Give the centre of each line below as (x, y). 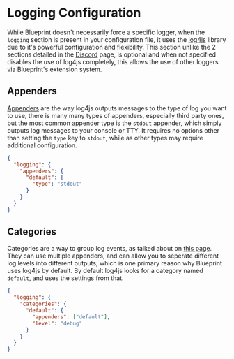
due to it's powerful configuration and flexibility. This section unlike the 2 (111, 47)
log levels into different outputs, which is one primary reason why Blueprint (115, 263)
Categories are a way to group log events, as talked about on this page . (110, 249)
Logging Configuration (74, 13)
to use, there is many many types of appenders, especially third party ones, (116, 115)
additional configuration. (42, 145)
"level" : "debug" (57, 323)
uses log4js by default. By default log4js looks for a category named (105, 271)
